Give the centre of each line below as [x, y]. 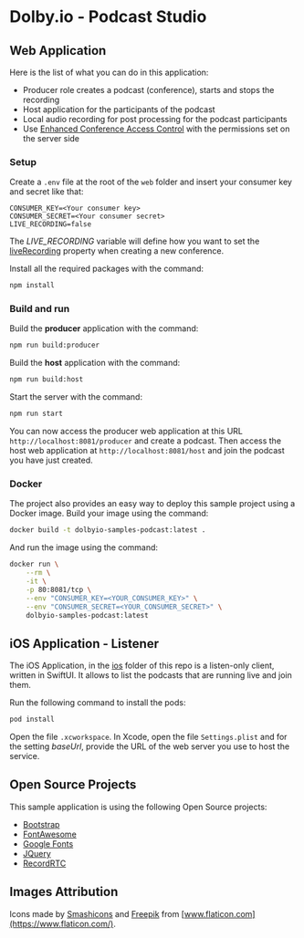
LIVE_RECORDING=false [51, 224]
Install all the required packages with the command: [106, 269]
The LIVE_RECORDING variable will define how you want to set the [135, 241]
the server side [51, 138]
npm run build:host [47, 380]
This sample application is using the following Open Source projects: [138, 807]
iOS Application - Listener [84, 644]
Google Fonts [48, 844]
